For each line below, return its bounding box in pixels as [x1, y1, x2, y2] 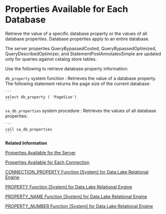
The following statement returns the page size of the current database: [5, 81, 151, 87]
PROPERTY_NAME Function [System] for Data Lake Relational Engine [5, 193, 148, 200]
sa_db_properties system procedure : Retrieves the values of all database [5, 107, 157, 113]
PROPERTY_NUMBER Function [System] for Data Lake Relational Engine [5, 203, 154, 209]
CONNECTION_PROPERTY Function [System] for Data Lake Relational [5, 169, 149, 175]
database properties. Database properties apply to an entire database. [5, 36, 150, 42]
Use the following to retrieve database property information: [5, 66, 129, 72]
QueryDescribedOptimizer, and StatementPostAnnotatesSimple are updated [5, 51, 161, 57]
